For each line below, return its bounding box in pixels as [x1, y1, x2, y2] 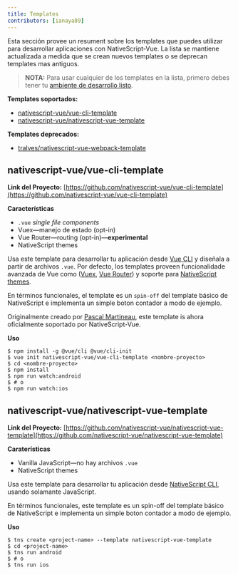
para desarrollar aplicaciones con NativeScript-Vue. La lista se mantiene [7, 44, 219, 53]
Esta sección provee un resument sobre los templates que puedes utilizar [7, 36, 223, 45]
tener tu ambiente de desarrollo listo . [24, 81, 133, 89]
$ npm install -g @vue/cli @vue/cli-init [7, 348, 133, 355]
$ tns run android [7, 549, 62, 556]
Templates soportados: [7, 94, 78, 103]
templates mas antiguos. [7, 59, 80, 68]
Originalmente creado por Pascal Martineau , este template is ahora [7, 313, 205, 321]
